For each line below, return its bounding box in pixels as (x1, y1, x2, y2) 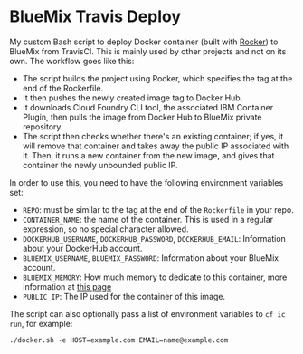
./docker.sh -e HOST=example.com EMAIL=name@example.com (9, 335, 229, 345)
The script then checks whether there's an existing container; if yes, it (22, 130, 283, 141)
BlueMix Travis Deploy (9, 6, 182, 27)
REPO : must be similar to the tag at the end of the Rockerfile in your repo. (22, 204, 294, 215)
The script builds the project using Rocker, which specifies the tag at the (22, 72, 293, 83)
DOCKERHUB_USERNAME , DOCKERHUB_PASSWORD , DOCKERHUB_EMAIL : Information (22, 233, 287, 244)
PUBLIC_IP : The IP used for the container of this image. (22, 291, 226, 301)
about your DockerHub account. (22, 243, 143, 254)
